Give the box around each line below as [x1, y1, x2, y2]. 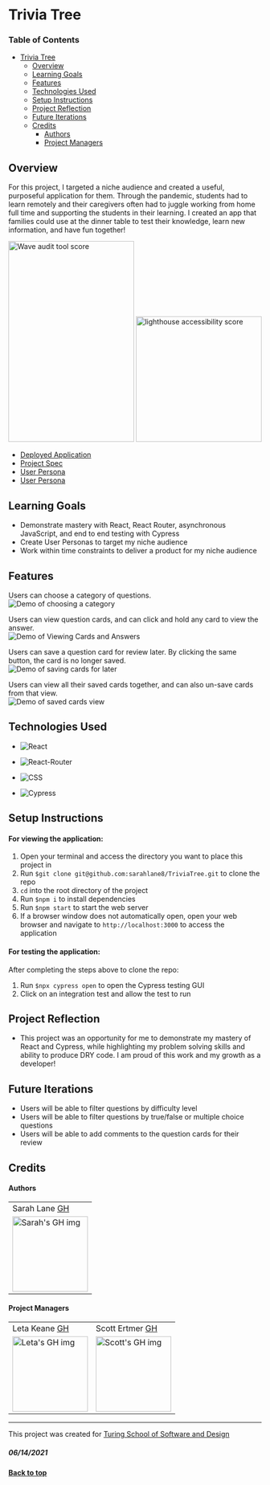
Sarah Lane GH [12, 1202, 70, 1214]
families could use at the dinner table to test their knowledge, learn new [8, 217, 246, 226]
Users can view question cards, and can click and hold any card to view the [8, 614, 259, 624]
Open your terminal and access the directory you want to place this [19, 851, 243, 861]
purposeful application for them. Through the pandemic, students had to [8, 191, 248, 201]
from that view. [8, 688, 58, 698]
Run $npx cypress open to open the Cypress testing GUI [19, 980, 205, 989]
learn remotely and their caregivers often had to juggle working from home [8, 199, 256, 210]
